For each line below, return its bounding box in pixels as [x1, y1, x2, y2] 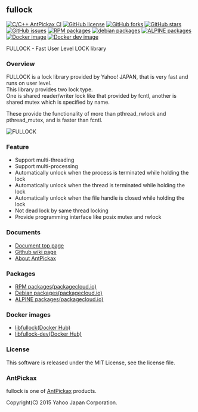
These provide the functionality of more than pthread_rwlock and [6, 110, 166, 117]
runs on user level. [6, 80, 52, 87]
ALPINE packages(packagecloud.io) [14, 296, 104, 303]
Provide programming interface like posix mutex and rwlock [14, 213, 162, 221]
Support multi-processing [14, 163, 79, 170]
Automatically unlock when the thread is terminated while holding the [14, 182, 185, 189]
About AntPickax [14, 255, 57, 262]
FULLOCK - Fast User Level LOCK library [6, 45, 107, 52]
